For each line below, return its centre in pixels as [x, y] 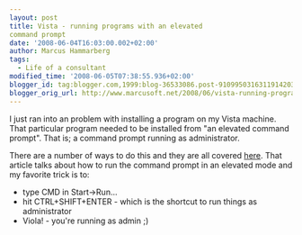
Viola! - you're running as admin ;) [85, 221]
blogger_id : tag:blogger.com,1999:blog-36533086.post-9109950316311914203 [152, 85]
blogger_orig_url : [44, 93]
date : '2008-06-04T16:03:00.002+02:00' [84, 43]
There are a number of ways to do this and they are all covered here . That [146, 155]
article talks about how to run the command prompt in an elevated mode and [151, 165]
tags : [19, 59]
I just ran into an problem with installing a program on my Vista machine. [143, 119]
